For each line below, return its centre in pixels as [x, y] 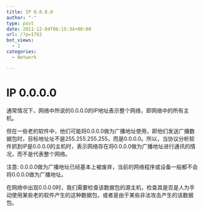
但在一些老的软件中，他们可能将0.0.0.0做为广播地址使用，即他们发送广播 [98, 131]
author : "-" [21, 18]
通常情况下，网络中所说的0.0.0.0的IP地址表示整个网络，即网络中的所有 [95, 110]
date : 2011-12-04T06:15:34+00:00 [49, 29]
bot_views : [20, 40]
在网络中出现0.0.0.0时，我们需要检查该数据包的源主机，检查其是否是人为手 [101, 187]
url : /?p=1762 [24, 35]
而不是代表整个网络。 [44, 154]
